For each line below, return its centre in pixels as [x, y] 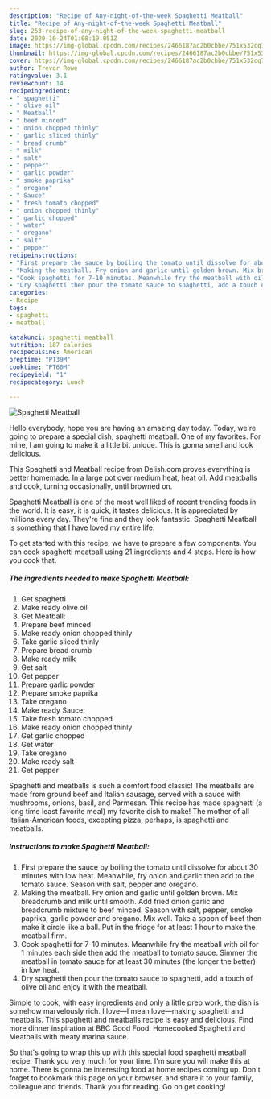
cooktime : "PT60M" [40, 367]
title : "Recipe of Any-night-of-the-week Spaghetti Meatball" [115, 23]
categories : [29, 293]
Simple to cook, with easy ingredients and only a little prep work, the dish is [134, 1002]
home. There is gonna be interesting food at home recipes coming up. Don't [135, 1069]
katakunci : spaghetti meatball [62, 337]
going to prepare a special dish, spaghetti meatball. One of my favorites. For [135, 436]
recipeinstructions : [44, 255]
